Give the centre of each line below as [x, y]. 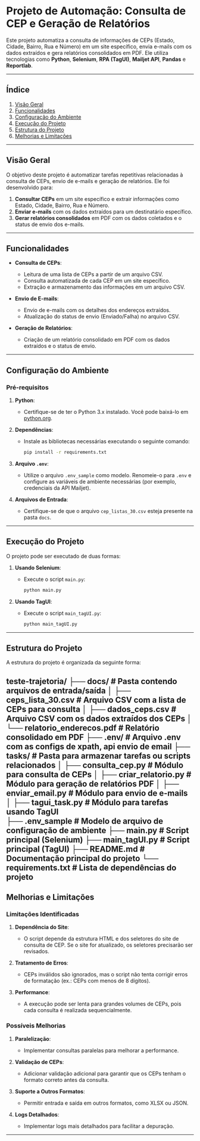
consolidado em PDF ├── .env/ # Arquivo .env [94, 737]
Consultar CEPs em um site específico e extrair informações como [97, 199]
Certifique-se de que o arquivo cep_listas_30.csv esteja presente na [108, 511]
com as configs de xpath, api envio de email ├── [98, 746]
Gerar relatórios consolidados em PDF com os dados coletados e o [98, 218]
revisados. [36, 951]
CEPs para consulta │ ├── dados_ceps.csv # [91, 709]
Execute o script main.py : [54, 579]
